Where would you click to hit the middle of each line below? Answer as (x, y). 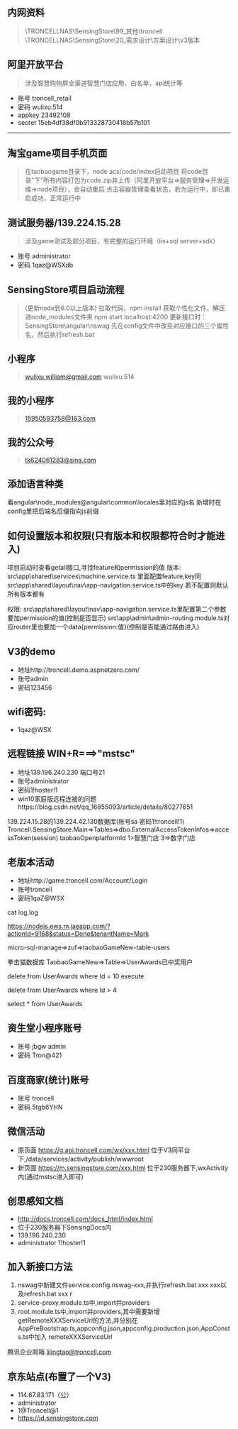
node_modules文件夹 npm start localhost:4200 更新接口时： (119, 317)
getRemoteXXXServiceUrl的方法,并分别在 (78, 1320)
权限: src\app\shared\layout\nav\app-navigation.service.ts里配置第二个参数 (117, 609)
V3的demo (32, 651)
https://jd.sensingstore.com (58, 1418)
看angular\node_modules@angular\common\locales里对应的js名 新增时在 (114, 502)
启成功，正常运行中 (53, 198)
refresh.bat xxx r (48, 1294)
